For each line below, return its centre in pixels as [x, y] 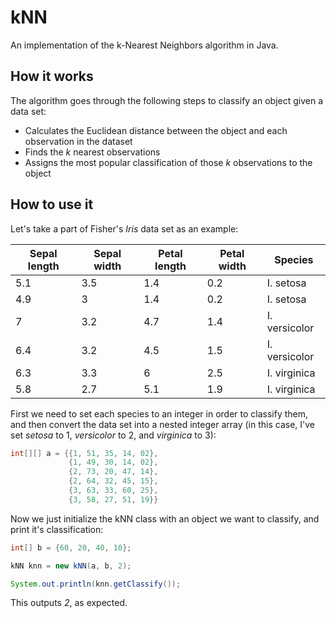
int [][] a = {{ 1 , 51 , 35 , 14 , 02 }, [84, 453]
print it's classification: [57, 529]
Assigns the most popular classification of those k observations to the [168, 162]
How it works [52, 76]
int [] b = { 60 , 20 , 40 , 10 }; [71, 547]
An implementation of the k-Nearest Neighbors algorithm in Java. [144, 45]
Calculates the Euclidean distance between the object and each [156, 130]
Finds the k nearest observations [92, 152]
